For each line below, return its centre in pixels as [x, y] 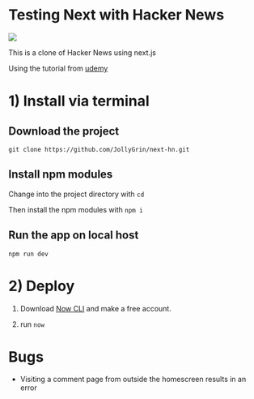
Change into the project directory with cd [76, 194]
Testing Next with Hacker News [116, 15]
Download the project [64, 131]
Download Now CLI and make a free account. [95, 308]
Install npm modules [61, 175]
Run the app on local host [74, 236]
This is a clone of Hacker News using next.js [82, 52]
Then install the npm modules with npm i [76, 209]
